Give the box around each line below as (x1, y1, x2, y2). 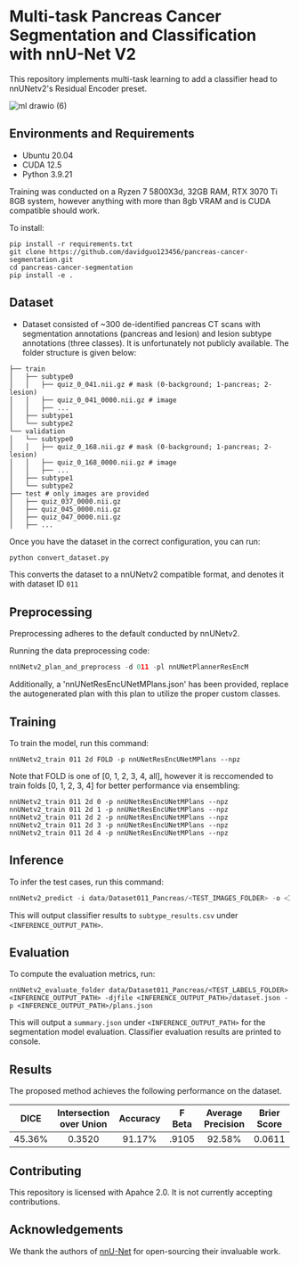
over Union (59, 1118, 108, 1130)
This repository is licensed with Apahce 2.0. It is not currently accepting (9, 1187, 273, 1198)
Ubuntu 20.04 (21, 150, 74, 160)
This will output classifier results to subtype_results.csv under (9, 909, 238, 920)
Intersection (57, 1107, 110, 1120)
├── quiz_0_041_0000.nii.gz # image (41, 395, 177, 405)
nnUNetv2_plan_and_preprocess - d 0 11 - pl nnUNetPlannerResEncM (9, 662, 249, 672)
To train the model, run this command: (9, 737, 149, 748)
